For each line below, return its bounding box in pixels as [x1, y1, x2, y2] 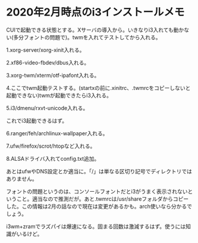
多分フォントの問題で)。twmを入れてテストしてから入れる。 [13, 33, 161, 40]
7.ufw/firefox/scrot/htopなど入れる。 [6, 142, 96, 149]
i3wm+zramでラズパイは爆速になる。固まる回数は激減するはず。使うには [6, 223, 186, 230]
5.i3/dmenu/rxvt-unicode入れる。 [6, 104, 89, 111]
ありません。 [6, 175, 37, 182]
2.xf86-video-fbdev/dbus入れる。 [6, 59, 90, 66]
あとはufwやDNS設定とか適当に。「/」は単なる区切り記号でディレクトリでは [6, 167, 192, 175]
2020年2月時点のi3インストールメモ [6, 5, 185, 19]
